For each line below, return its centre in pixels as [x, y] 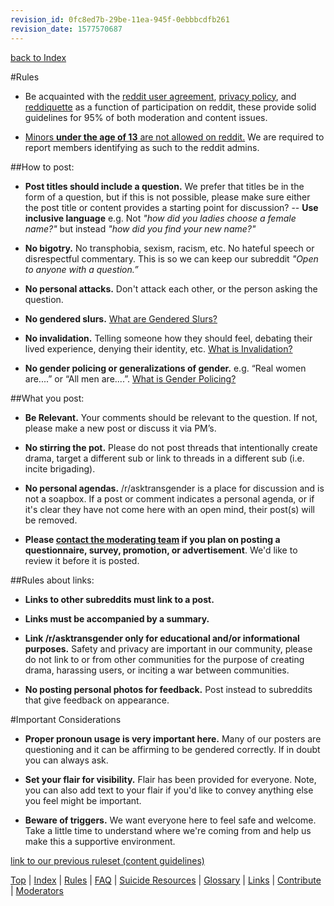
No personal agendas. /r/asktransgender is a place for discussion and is [174, 488]
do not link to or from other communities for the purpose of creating [164, 659]
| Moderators [37, 890]
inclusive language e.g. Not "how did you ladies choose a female [160, 218]
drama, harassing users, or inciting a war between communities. [157, 670]
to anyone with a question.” [81, 269]
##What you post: [47, 398]
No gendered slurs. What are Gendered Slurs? [121, 318]
